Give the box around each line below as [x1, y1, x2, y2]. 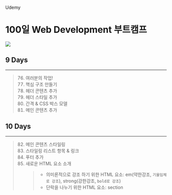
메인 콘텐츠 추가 [25, 107, 57, 113]
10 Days [5, 122, 31, 131]
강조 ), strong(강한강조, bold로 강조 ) [52, 178, 121, 184]
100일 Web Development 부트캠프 [5, 24, 147, 35]
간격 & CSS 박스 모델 [25, 100, 68, 107]
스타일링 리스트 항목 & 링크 [25, 147, 79, 153]
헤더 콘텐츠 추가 [25, 87, 57, 94]
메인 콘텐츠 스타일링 [25, 141, 66, 147]
